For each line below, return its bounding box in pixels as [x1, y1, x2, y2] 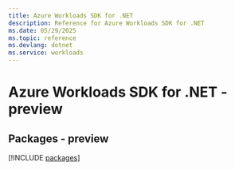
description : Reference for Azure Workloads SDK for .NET [8, 19, 205, 27]
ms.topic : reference [8, 34, 77, 42]
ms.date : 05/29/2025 [8, 26, 77, 34]
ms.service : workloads [8, 49, 84, 57]
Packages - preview [8, 132, 109, 145]
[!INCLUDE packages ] [8, 153, 80, 162]
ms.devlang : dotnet [8, 42, 73, 49]
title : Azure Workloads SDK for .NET [8, 11, 134, 20]
